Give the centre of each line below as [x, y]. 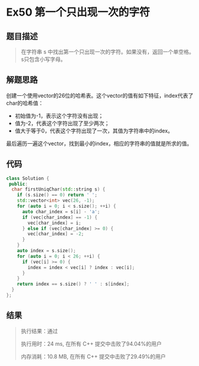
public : [18, 184]
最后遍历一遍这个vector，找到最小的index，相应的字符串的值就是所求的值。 [99, 143]
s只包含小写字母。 [43, 59]
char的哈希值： [25, 103]
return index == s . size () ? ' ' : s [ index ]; [73, 284]
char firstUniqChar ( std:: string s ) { [59, 189]
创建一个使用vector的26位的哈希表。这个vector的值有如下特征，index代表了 [100, 95]
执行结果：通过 [39, 331]
